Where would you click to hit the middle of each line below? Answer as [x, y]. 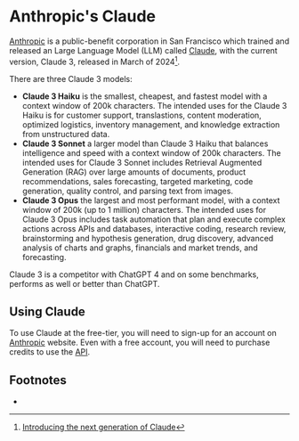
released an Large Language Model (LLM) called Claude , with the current [143, 50]
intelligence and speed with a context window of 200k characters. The [152, 152]
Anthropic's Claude [83, 16]
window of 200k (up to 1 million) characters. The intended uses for [144, 209]
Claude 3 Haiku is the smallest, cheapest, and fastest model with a [145, 96]
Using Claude [48, 311]
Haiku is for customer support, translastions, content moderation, [142, 115]
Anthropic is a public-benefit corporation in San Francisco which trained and [149, 41]
